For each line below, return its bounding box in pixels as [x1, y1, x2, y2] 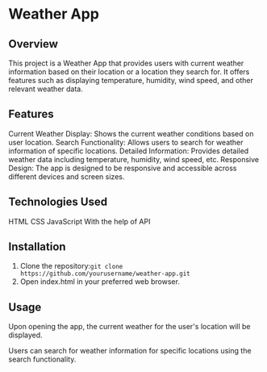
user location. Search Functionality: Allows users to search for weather [8, 137, 244, 147]
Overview [8, 37, 59, 51]
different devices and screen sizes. [8, 171, 125, 182]
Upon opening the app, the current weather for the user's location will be [8, 322, 252, 332]
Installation [8, 240, 66, 254]
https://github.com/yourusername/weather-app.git [19, 270, 191, 278]
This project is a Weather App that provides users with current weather [8, 58, 244, 68]
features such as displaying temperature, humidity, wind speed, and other [8, 76, 254, 85]
